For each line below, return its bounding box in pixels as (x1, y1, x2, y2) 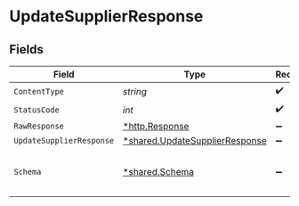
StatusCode (13, 104, 60, 115)
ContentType (13, 87, 65, 96)
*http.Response (123, 120, 190, 132)
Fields (9, 42, 44, 57)
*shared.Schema (123, 166, 194, 177)
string (123, 85, 148, 97)
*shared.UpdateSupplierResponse (123, 135, 267, 146)
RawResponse (13, 121, 65, 131)
